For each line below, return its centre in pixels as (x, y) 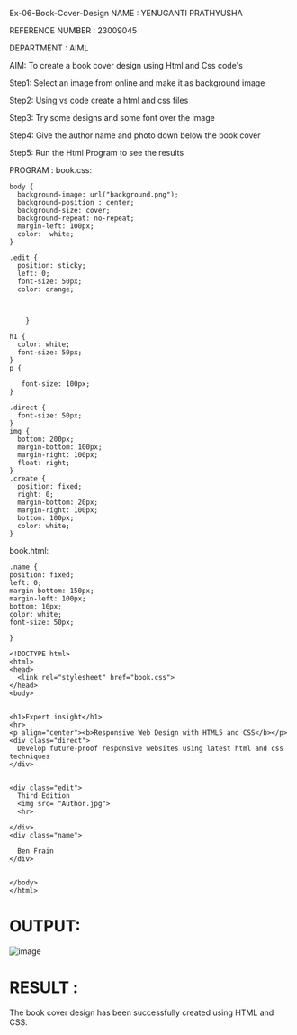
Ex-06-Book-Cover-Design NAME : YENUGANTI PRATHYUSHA (126, 13)
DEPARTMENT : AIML (49, 48)
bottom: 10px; (36, 607)
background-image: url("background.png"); (98, 195)
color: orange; (46, 289)
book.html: (29, 550)
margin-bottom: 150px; (52, 591)
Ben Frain (36, 851)
